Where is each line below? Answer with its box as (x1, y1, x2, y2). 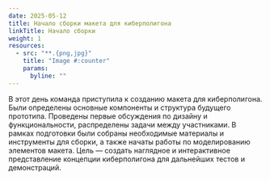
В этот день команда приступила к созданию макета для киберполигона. (8, 94, 263, 103)
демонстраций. (8, 162, 62, 172)
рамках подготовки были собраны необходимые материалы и (8, 128, 225, 138)
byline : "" (29, 72, 67, 80)
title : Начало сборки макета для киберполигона (8, 19, 172, 27)
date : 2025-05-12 (8, 11, 67, 20)
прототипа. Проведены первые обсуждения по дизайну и (8, 111, 208, 121)
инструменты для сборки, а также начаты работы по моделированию (8, 136, 251, 146)
